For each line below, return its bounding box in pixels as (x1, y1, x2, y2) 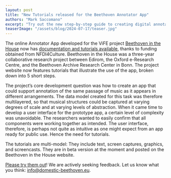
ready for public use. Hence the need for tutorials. (5, 131, 110, 137)
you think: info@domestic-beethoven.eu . (5, 167, 91, 173)
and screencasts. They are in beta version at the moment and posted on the (5, 146, 164, 153)
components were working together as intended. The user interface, (5, 121, 149, 127)
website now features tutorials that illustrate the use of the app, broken (5, 67, 154, 74)
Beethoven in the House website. (5, 152, 75, 158)
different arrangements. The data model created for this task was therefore (5, 94, 163, 100)
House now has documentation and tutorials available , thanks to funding (5, 46, 157, 52)
